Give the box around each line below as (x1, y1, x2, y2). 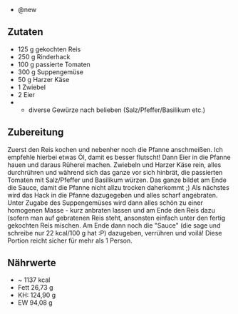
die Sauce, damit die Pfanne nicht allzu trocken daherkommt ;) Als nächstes (7, 183, 229, 191)
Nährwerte (7, 257, 57, 269)
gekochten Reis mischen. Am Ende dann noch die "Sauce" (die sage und (7, 221, 221, 230)
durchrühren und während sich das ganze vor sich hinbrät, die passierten (7, 168, 223, 176)
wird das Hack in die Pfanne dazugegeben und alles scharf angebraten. (7, 191, 218, 199)
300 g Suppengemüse (17, 67, 84, 76)
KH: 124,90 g (17, 291, 56, 300)
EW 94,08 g (17, 298, 53, 307)
